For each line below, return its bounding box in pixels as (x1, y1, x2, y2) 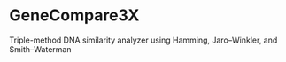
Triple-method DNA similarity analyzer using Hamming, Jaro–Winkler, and (9, 35, 278, 45)
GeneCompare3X (9, 5, 140, 26)
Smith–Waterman (9, 43, 72, 54)
